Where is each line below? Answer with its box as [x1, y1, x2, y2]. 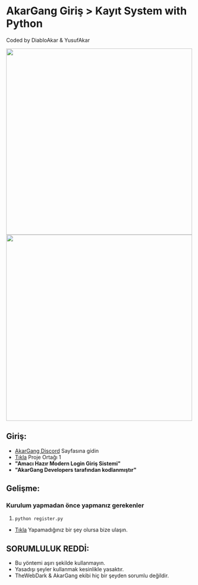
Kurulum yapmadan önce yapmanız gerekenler [6, 502, 144, 510]
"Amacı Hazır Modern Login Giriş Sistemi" [14, 460, 121, 467]
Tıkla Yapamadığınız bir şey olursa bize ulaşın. [14, 526, 128, 534]
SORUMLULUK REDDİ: [6, 543, 90, 553]
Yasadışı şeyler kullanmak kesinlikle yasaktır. [14, 566, 124, 573]
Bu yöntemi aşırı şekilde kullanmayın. [14, 559, 106, 567]
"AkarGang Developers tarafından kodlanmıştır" [14, 466, 137, 473]
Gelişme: [6, 484, 40, 494]
